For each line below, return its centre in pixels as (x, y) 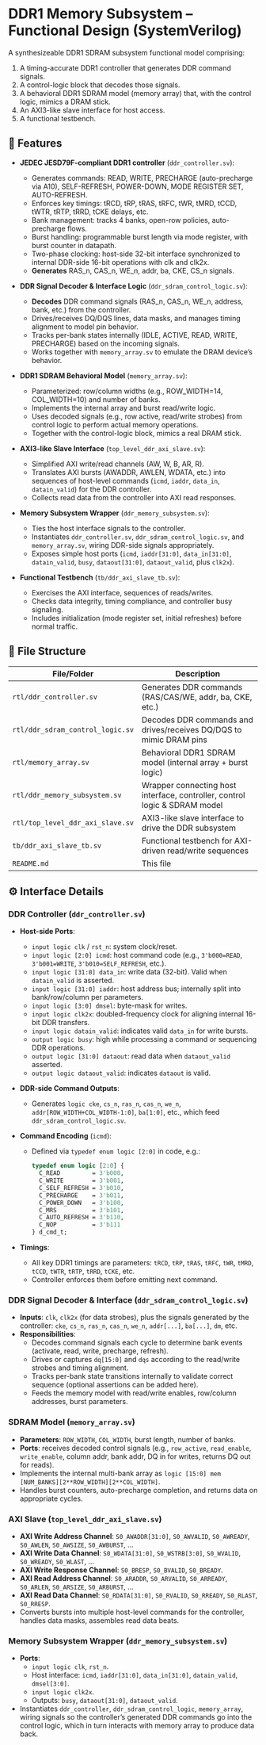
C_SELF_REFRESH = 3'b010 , (81, 1188)
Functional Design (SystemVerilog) (125, 31)
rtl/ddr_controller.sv (55, 697)
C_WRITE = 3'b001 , (81, 1181)
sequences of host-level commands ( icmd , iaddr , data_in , (125, 480)
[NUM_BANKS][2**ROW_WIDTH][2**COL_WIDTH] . (90, 1481)
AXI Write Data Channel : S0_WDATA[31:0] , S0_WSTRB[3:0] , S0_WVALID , (130, 1553)
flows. (77, 228)
